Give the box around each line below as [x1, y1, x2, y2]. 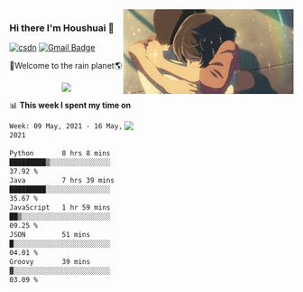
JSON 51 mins [9, 231, 91, 240]
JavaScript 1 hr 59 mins [9, 203, 111, 212]
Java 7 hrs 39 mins [9, 176, 115, 185]
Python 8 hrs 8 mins [9, 149, 111, 158]
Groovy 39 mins [9, 258, 91, 267]
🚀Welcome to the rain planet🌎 [9, 61, 123, 71]
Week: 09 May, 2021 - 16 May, [9, 122, 124, 131]
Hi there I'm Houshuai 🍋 [9, 22, 115, 34]
